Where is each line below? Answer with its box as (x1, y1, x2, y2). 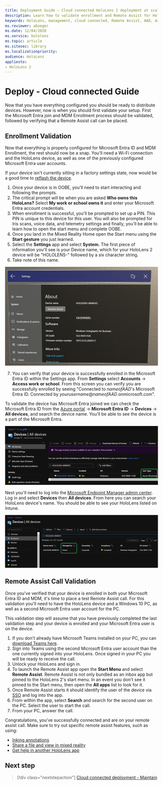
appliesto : (5, 59, 27, 64)
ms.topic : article (5, 39, 42, 44)
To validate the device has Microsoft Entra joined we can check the (5, 401, 139, 406)
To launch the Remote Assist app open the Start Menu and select (12, 666, 143, 672)
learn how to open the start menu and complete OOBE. (12, 226, 122, 232)
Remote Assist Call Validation (5, 577, 96, 585)
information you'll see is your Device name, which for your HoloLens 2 (12, 247, 153, 252)
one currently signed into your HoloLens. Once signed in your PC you (12, 650, 151, 656)
